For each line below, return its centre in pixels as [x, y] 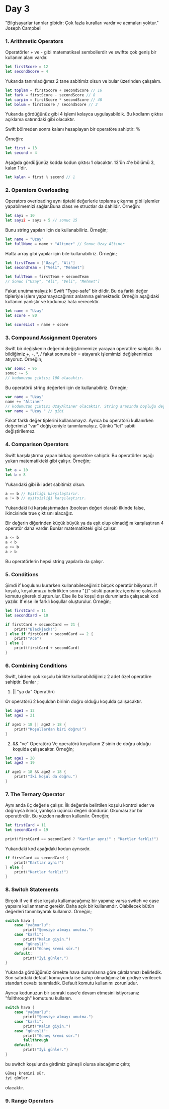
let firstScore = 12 [27, 67]
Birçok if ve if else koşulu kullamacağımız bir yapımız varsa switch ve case [82, 901]
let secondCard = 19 [27, 830]
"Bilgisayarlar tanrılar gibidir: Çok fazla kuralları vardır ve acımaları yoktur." [82, 23]
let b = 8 [16, 475]
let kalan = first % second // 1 [40, 177]
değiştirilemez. [21, 431]
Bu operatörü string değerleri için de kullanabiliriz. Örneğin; [67, 387]
